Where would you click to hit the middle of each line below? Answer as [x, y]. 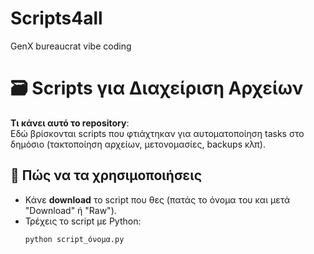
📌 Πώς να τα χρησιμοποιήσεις [106, 175]
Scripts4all [56, 18]
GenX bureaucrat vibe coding [71, 46]
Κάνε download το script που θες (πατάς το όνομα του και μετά [157, 199]
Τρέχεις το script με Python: [83, 221]
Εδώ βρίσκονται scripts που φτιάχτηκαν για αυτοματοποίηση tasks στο [157, 133]
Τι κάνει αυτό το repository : [70, 123]
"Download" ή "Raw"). [70, 210]
